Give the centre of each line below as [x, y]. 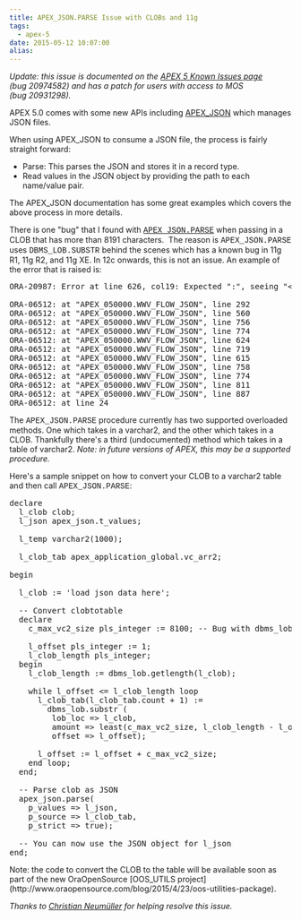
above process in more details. [66, 212]
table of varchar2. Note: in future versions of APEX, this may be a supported [150, 450]
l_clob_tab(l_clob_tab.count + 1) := [120, 701]
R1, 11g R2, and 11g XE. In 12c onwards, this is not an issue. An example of [145, 260]
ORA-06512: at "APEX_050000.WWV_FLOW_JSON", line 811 [130, 385]
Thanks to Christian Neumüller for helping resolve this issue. [121, 907]
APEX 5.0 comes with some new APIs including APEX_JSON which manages [150, 113]
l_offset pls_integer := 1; [90, 647]
